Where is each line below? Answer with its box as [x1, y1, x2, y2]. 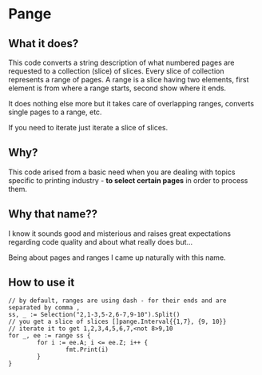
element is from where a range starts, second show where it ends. [8, 83, 226, 93]
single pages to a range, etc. [8, 107, 102, 117]
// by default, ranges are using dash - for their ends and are [8, 297, 227, 305]
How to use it [8, 276, 75, 289]
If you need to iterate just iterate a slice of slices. [8, 123, 169, 132]
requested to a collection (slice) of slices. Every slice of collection [8, 66, 224, 76]
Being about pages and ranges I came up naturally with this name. [8, 253, 226, 262]
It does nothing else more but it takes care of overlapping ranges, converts [8, 99, 254, 108]
